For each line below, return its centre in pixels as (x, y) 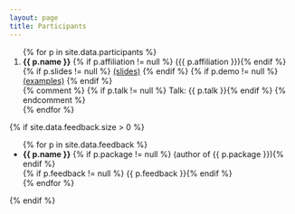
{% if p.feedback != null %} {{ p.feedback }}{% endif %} (127, 173)
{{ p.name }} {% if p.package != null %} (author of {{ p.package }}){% (153, 154)
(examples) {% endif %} (67, 80)
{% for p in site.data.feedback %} (85, 144)
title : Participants (48, 26)
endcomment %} (54, 99)
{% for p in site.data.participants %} (90, 51)
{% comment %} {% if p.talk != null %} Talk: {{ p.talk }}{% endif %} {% (154, 90)
